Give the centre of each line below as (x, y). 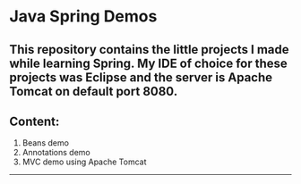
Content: (34, 121)
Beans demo (46, 143)
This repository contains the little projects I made (149, 50)
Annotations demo (56, 153)
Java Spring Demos (83, 17)
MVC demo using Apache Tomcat (84, 162)
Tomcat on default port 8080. (94, 91)
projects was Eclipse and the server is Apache (141, 77)
